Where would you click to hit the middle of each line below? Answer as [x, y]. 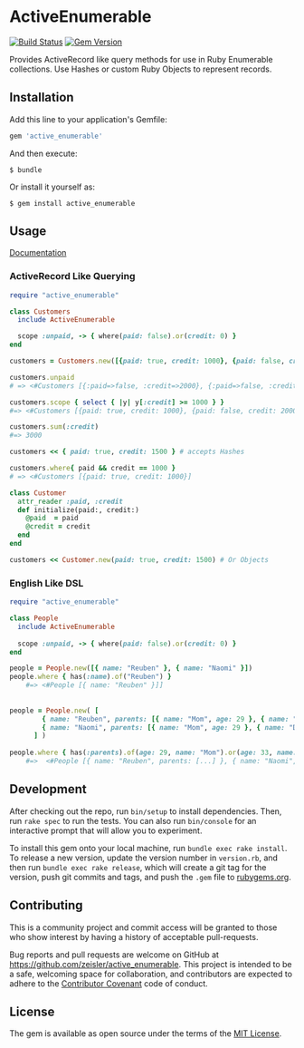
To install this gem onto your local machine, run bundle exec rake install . [148, 848]
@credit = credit [58, 527]
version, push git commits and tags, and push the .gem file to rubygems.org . [151, 877]
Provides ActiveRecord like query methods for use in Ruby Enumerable [141, 59]
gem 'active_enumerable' [56, 136]
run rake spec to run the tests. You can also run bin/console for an [133, 820]
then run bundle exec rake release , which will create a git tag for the [138, 867]
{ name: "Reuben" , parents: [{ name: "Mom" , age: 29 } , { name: [166, 719]
